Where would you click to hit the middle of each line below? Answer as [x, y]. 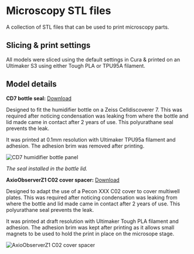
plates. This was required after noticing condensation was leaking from [92, 197]
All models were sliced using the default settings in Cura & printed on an [93, 59]
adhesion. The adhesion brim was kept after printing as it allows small [90, 227]
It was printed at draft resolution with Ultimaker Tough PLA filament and [92, 221]
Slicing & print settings [48, 45]
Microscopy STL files [59, 11]
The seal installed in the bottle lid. [47, 169]
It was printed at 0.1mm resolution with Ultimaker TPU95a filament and [91, 139]
